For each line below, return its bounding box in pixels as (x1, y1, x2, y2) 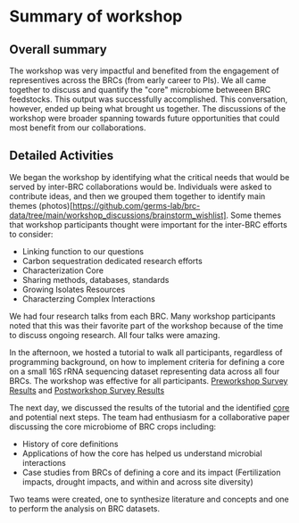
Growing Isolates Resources (21, 284, 126, 295)
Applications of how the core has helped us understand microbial (21, 448, 262, 459)
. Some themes (226, 210, 282, 220)
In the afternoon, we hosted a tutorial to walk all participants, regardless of (9, 346, 283, 358)
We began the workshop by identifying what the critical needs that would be (9, 171, 290, 182)
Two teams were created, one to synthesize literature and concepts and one (9, 494, 290, 504)
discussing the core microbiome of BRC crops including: (9, 421, 217, 432)
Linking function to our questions (21, 245, 145, 256)
